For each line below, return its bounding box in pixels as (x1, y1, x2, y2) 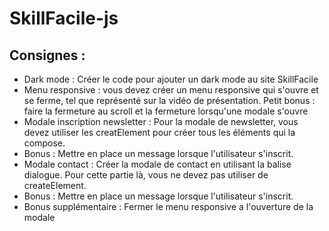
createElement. (23, 180, 87, 191)
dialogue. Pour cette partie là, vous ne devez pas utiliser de (23, 169, 269, 181)
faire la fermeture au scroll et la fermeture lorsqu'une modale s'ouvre (23, 105, 309, 117)
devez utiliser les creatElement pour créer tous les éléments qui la (23, 127, 296, 138)
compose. (23, 137, 66, 149)
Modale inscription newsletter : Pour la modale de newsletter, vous (23, 116, 299, 127)
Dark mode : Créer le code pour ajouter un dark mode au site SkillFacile (23, 73, 319, 85)
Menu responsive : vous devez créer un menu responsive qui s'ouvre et (23, 84, 319, 96)
